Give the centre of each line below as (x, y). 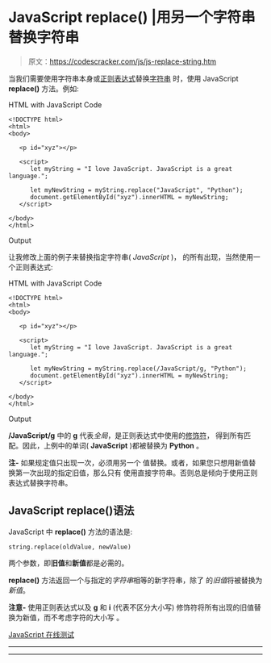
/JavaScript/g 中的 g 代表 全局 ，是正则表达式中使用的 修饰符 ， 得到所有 (126, 435)
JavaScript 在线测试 (42, 634)
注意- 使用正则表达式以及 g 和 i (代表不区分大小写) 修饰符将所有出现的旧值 (131, 607)
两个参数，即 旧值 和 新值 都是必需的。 (69, 563)
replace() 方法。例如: (44, 88)
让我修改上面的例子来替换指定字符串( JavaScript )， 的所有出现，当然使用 (131, 256)
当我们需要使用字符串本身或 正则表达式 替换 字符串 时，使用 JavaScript (124, 78)
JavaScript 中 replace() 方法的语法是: (71, 532)
